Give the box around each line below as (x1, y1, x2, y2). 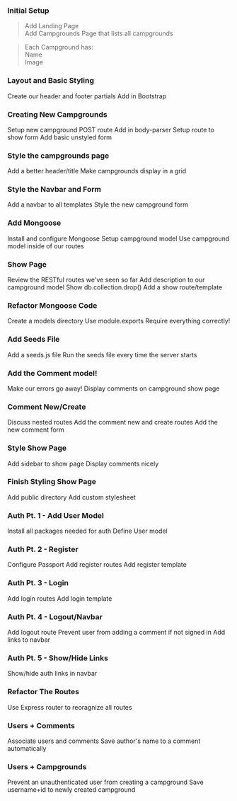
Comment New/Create (7, 402, 86, 412)
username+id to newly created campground (7, 785, 136, 794)
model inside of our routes (7, 241, 84, 250)
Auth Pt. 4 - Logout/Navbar (7, 611, 103, 621)
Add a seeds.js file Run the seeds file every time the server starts (7, 350, 197, 359)
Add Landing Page (24, 22, 79, 30)
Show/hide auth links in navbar (7, 669, 98, 678)
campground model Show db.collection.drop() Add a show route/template (7, 283, 223, 292)
